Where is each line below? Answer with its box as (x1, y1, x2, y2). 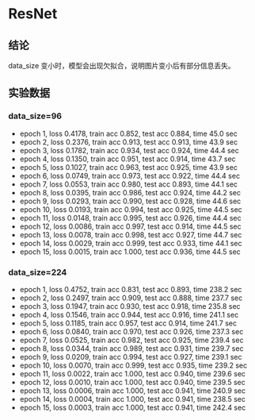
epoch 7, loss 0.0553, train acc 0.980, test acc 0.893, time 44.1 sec (19, 179, 238, 189)
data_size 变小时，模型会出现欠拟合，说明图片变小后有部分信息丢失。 (8, 61, 235, 70)
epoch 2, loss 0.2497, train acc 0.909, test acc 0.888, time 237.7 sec (19, 293, 243, 302)
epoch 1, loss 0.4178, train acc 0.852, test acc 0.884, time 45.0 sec (19, 129, 238, 138)
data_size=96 (8, 110, 62, 121)
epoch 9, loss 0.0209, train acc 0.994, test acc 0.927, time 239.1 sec (19, 352, 242, 361)
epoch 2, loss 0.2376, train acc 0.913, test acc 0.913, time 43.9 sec (19, 137, 238, 147)
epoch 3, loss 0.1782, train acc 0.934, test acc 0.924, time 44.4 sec (19, 145, 240, 155)
